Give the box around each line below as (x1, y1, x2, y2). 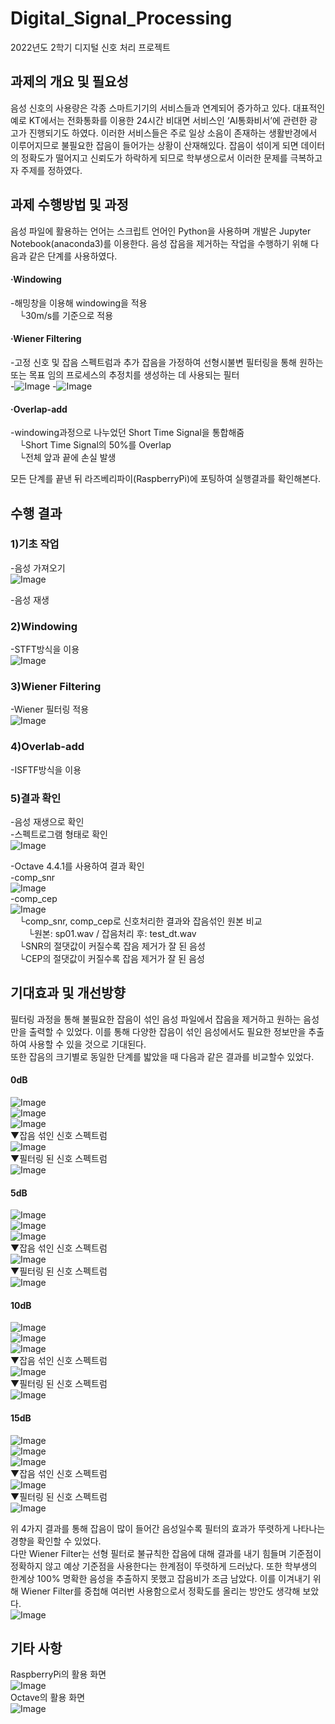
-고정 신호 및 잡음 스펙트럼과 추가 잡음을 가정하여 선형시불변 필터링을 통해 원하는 (10, 356, 324, 368)
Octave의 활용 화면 (10, 1692, 86, 1704)
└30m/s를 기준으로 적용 (18, 309, 114, 321)
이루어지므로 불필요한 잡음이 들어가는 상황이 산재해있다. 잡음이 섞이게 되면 (10, 139, 299, 151)
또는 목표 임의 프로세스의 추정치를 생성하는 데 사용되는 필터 (10, 368, 240, 381)
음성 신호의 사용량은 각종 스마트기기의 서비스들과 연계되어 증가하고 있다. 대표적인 (10, 102, 326, 114)
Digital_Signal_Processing (10, 7, 233, 30)
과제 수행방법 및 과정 (10, 197, 129, 214)
